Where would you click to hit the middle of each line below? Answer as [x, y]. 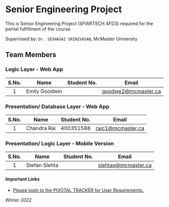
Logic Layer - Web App [34, 69]
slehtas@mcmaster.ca [125, 165]
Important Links [23, 179]
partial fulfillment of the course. [38, 29]
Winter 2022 [18, 200]
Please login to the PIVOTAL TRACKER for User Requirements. [78, 190]
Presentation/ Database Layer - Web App [57, 107]
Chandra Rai [41, 128]
